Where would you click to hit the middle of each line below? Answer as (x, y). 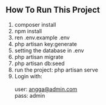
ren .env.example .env (42, 37)
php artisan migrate (39, 56)
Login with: (28, 76)
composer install (35, 24)
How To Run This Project (53, 10)
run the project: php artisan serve (56, 70)
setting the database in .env (49, 50)
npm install (28, 31)
